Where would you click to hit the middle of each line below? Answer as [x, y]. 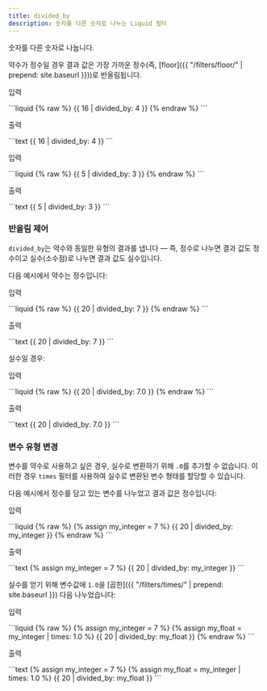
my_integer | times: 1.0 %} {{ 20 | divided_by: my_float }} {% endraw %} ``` [132, 637]
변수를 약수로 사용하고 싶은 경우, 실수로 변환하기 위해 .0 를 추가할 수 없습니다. [129, 466]
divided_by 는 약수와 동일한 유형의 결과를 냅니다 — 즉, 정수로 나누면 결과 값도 [130, 248]
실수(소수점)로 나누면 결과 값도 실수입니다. [96, 258]
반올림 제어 [29, 229]
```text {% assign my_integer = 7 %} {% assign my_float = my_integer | [125, 670]
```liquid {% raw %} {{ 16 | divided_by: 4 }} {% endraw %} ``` [108, 108]
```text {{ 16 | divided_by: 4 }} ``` [60, 141]
